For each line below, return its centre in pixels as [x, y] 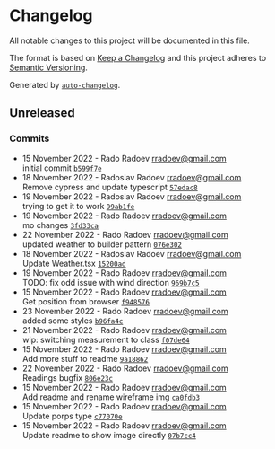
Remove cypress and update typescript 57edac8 [110, 187]
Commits [30, 138]
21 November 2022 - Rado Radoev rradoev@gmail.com [124, 330]
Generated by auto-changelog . [65, 84]
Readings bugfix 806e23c [68, 377]
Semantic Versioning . [48, 67]
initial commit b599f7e [62, 168]
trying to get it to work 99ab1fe [78, 206]
